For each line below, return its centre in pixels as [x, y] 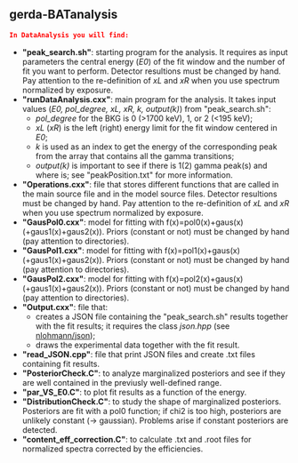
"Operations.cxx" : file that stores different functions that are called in [150, 184]
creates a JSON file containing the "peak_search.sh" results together [162, 316]
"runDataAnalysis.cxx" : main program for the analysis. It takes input [149, 99]
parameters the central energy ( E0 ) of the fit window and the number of [153, 61]
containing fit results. [61, 363]
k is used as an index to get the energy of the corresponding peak [156, 147]
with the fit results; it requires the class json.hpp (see [133, 326]
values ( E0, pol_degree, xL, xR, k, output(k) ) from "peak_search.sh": [146, 108]
